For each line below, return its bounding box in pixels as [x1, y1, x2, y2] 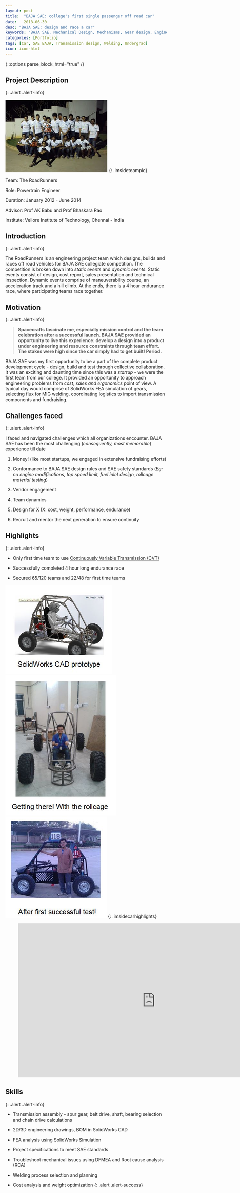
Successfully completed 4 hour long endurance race [12, 565, 124, 571]
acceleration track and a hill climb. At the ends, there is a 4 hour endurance [5, 282, 164, 289]
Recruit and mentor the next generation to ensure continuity [12, 517, 139, 522]
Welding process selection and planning [12, 1171, 98, 1178]
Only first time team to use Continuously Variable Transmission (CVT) [12, 555, 160, 561]
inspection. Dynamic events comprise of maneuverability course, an [5, 277, 149, 283]
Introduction [5, 232, 46, 240]
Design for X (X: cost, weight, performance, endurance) [12, 506, 131, 513]
